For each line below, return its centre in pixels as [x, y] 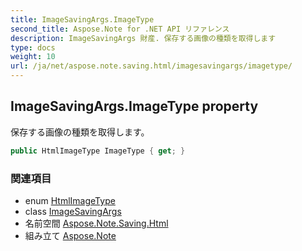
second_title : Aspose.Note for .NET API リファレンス [120, 29]
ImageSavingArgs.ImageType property [134, 106]
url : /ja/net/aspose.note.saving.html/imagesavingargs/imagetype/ [151, 66]
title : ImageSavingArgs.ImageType [82, 19]
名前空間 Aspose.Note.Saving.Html [96, 223]
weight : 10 [33, 57]
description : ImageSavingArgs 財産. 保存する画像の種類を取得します [143, 38]
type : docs [33, 47]
